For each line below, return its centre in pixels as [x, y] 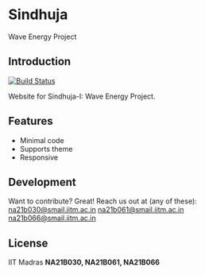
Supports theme [46, 149]
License [28, 243]
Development [43, 182]
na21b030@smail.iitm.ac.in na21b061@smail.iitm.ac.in [96, 210]
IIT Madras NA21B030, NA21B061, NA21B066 [84, 262]
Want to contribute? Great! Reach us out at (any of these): [102, 201]
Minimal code [42, 140]
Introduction [40, 62]
